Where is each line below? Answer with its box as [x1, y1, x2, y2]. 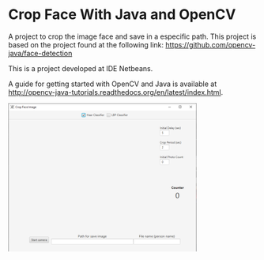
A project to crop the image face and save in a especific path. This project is [8, 32, 257, 41]
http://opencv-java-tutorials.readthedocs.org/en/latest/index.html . [8, 87, 224, 96]
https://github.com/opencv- [165, 40, 256, 49]
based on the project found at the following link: [8, 40, 164, 49]
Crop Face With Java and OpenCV [8, 6, 236, 24]
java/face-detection [8, 48, 73, 58]
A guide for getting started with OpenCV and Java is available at [8, 79, 217, 89]
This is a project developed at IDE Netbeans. [8, 63, 153, 73]
